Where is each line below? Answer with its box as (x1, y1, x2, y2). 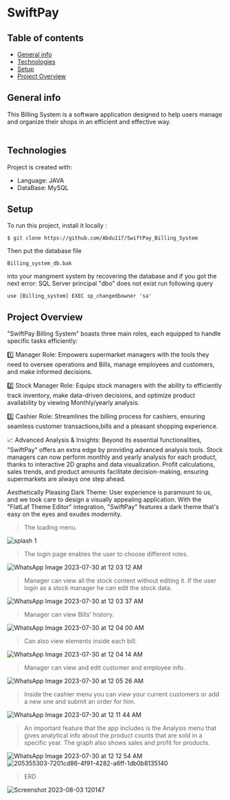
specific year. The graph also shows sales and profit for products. (23, 739, 211, 747)
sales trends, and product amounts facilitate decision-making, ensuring (7, 468, 209, 476)
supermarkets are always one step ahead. (7, 475, 126, 483)
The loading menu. (23, 523, 78, 532)
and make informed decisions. (7, 368, 93, 376)
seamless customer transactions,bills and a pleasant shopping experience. (7, 422, 218, 430)
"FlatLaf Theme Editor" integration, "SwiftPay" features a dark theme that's (7, 503, 220, 511)
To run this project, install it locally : (7, 222, 108, 230)
